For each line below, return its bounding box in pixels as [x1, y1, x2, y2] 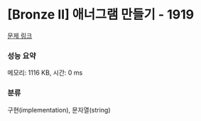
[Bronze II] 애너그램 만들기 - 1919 [7, 6, 194, 23]
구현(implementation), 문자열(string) [7, 105, 112, 114]
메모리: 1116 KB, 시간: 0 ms [7, 68, 83, 77]
